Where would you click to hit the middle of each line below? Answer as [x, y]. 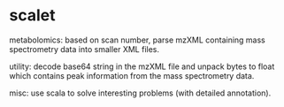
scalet [32, 15]
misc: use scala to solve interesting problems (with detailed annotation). [140, 93]
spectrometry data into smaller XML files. [84, 49]
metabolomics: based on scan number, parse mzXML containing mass [137, 40]
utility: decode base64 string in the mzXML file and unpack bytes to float [142, 66]
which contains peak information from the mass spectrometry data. [132, 75]
